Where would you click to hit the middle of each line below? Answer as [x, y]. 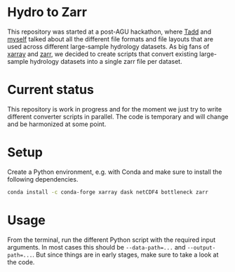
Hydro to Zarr [47, 12]
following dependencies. [43, 179]
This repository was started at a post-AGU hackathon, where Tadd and [109, 32]
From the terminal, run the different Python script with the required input [112, 240]
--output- [201, 247]
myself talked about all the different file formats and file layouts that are [110, 39]
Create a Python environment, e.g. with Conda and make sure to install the [115, 172]
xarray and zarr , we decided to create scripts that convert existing [103, 54]
